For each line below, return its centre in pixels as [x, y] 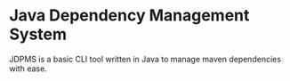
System [38, 34]
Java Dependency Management [129, 16]
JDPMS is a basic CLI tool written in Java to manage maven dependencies [145, 59]
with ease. [28, 69]
